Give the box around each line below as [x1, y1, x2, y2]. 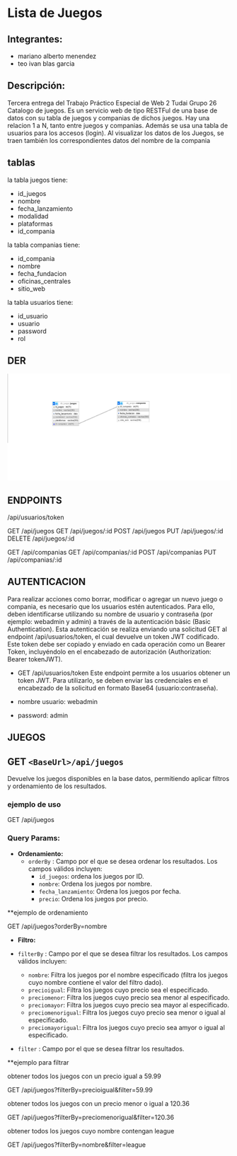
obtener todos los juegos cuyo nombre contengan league [7, 1126, 175, 1135]
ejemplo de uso [7, 799, 62, 809]
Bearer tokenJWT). [7, 654, 63, 663]
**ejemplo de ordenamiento [7, 908, 88, 917]
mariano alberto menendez [17, 52, 97, 60]
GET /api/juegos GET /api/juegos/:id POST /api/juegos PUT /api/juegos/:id [7, 526, 224, 535]
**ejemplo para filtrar [7, 1058, 69, 1066]
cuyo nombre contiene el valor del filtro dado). [28, 978, 164, 986]
